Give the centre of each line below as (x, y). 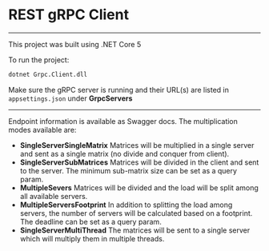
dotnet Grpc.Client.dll (48, 74)
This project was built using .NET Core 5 (75, 44)
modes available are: (42, 129)
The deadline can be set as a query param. (90, 221)
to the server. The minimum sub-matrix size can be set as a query (128, 170)
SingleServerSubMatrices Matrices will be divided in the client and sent (139, 162)
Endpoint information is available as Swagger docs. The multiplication (123, 121)
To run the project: (39, 60)
